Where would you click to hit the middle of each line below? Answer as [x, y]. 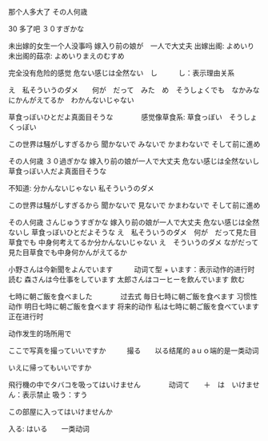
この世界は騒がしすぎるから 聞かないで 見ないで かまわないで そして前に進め [134, 205]
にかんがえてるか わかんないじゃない [71, 100]
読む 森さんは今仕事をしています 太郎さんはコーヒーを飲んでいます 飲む [127, 279]
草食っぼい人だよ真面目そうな [57, 171]
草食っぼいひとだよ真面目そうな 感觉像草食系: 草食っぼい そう [126, 117]
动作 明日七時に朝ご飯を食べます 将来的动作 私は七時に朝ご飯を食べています [134, 306]
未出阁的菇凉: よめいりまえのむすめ [66, 56]
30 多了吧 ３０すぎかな [46, 29]
